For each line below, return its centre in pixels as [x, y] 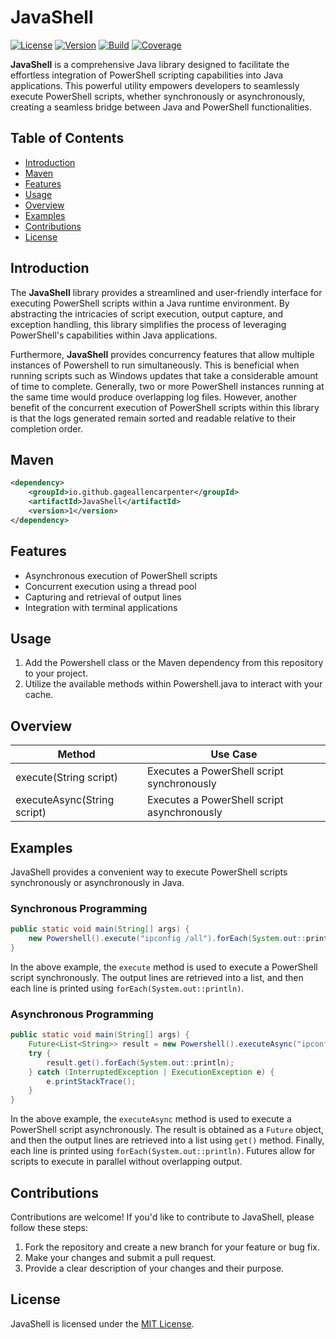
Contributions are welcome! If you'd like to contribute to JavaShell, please [162, 1217]
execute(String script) [66, 778]
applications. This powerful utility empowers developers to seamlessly [155, 85]
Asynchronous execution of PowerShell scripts [121, 575]
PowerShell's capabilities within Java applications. [114, 335]
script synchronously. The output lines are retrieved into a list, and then [157, 977]
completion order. [46, 428]
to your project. [56, 673]
